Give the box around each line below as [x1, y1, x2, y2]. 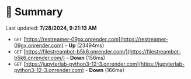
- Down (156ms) [66, 54, 106, 61]
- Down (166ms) [85, 66, 125, 73]
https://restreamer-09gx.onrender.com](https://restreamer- [25, 35, 169, 42]
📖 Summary [5, 5, 63, 19]
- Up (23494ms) [64, 42, 105, 49]
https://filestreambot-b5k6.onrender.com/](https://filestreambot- [25, 48, 181, 55]
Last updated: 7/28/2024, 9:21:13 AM [5, 24, 97, 31]
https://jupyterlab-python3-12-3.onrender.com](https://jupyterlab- [25, 60, 185, 67]
